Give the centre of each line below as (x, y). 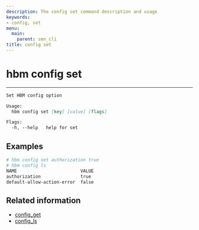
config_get (28, 215)
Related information (44, 200)
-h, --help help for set (45, 128)
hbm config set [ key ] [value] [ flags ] (60, 111)
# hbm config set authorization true (53, 160)
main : (18, 34)
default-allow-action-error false (50, 182)
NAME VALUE (50, 171)
